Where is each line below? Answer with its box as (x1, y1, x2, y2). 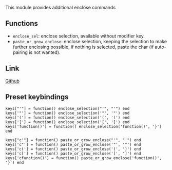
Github (5, 78, 20, 84)
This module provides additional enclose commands (5, 5, 116, 10)
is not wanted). (29, 49, 61, 55)
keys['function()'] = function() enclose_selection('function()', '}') (5, 124, 162, 129)
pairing (12, 49, 28, 55)
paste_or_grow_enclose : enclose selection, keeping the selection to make (12, 38, 167, 44)
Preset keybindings (5, 92, 69, 102)
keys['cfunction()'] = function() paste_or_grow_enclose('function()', (5, 156, 162, 161)
